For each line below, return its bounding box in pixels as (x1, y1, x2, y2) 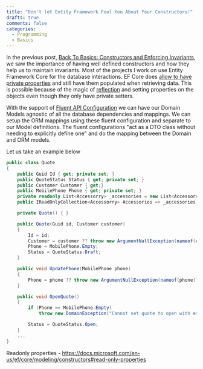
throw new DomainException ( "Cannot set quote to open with (38, 310, 190, 317)
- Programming (11, 32, 47, 38)
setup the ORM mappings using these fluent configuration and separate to (6, 117, 192, 124)
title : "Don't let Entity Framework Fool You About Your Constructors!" (6, 8, 193, 15)
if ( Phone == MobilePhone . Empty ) (28, 305, 112, 311)
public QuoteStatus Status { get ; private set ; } (17, 176, 145, 182)
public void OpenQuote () (17, 293, 80, 300)
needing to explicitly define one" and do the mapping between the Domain (6, 130, 192, 137)
